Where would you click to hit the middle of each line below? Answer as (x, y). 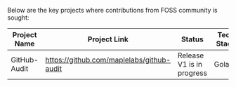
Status (192, 39)
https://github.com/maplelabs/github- (108, 60)
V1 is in (190, 64)
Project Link (108, 39)
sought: (18, 18)
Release (191, 55)
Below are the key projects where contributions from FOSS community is (112, 10)
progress (192, 73)
